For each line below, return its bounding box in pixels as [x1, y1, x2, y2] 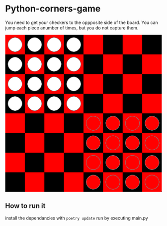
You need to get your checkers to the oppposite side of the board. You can [5, 19, 158, 25]
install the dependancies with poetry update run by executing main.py [5, 215, 148, 221]
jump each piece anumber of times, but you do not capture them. [5, 24, 139, 30]
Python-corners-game [5, 3, 101, 14]
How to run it [5, 202, 46, 210]
